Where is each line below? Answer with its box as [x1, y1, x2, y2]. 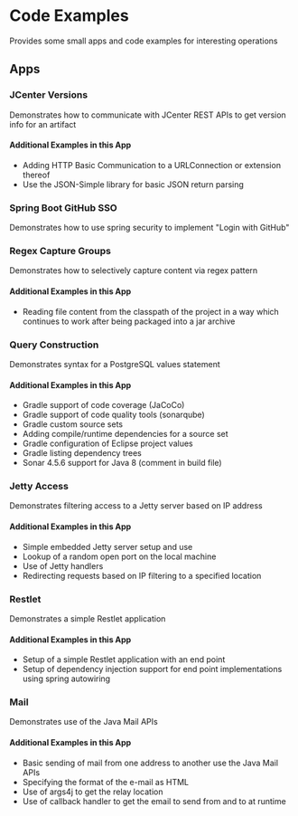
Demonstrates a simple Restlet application [9, 612, 166, 624]
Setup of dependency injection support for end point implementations [22, 664, 283, 675]
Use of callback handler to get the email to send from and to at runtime [22, 795, 286, 806]
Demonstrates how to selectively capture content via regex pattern [9, 265, 258, 276]
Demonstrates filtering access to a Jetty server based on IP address [9, 500, 264, 511]
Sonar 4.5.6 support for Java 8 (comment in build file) [22, 458, 223, 469]
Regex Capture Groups [9, 245, 111, 258]
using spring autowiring [22, 673, 111, 684]
